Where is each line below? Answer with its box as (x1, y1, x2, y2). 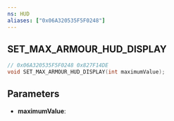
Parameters (7, 88, 60, 100)
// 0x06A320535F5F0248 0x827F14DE (7, 62, 109, 69)
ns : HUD (7, 10, 30, 18)
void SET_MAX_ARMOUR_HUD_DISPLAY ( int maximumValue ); (7, 69, 166, 76)
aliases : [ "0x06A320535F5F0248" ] (7, 17, 106, 24)
